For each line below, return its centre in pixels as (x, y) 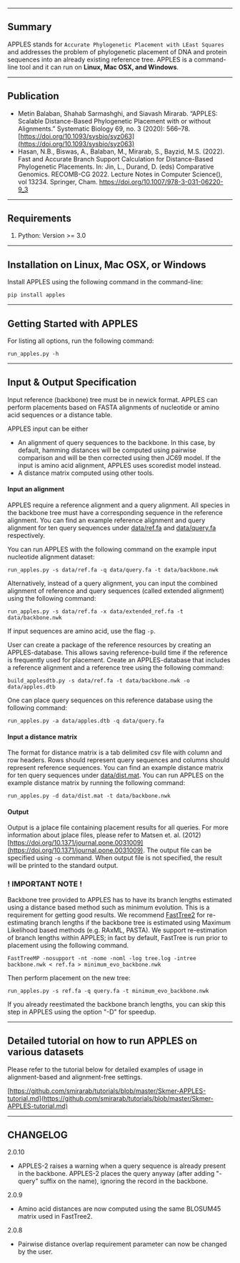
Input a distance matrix (42, 737)
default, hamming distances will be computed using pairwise (107, 450)
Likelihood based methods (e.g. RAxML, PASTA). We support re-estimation (117, 930)
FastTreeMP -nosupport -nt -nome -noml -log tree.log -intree (102, 958)
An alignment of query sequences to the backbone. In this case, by (116, 442)
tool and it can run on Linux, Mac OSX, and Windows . (99, 67)
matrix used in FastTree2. (55, 1217)
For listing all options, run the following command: (81, 341)
